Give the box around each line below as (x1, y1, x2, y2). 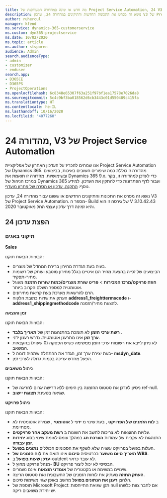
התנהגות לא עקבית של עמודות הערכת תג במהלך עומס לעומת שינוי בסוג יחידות (12, 435, 162, 441)
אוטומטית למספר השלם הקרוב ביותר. (12, 285, 83, 291)
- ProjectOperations (5, 86, 48, 91)
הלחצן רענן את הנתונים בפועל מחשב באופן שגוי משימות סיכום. (12, 477, 132, 483)
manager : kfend (5, 21, 37, 26)
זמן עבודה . (12, 440, 33, 446)
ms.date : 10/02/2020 (5, 35, 48, 40)
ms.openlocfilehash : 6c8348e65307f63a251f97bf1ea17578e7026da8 (5, 91, 139, 96)
